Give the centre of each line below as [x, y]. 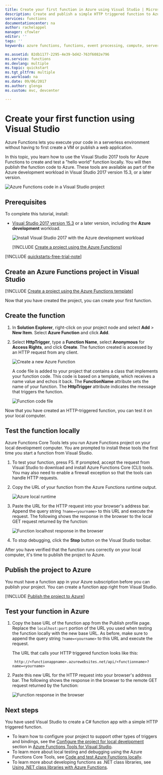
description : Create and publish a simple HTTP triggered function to [78, 14]
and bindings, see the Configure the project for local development [78, 742]
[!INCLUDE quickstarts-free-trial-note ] [43, 257]
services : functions [26, 18]
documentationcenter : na [30, 23]
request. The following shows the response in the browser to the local [82, 516]
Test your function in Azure [47, 611]
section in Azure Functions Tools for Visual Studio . [62, 747]
